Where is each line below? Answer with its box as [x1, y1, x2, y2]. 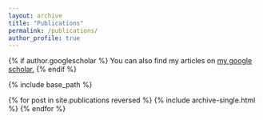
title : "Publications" [8, 19, 84, 27]
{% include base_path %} [8, 80, 93, 90]
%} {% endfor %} [8, 104, 66, 114]
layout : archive [8, 11, 62, 20]
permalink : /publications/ [8, 26, 98, 34]
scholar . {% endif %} [8, 65, 78, 74]
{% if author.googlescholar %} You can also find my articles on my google [8, 56, 253, 66]
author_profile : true [8, 34, 81, 42]
